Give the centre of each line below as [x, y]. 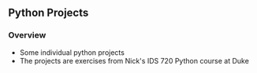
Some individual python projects [72, 52]
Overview [27, 35]
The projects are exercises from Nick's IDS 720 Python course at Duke [134, 60]
